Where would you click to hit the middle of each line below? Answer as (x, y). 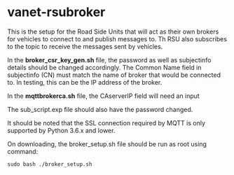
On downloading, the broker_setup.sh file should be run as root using (107, 143)
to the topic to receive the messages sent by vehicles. (85, 46)
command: (23, 151)
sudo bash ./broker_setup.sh (50, 164)
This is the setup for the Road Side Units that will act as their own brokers (113, 31)
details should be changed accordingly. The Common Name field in (104, 67)
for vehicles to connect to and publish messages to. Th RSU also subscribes (117, 38)
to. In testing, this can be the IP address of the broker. (85, 82)
